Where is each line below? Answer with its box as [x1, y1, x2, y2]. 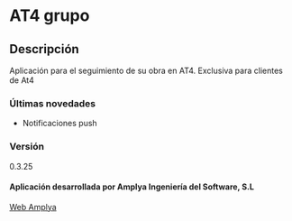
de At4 [9, 75, 34, 86]
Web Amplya [9, 201, 57, 212]
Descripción [9, 41, 79, 57]
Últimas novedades [9, 97, 96, 109]
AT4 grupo [9, 5, 90, 26]
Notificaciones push [22, 118, 97, 129]
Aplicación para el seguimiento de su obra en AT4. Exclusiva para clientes [9, 65, 284, 76]
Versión [9, 141, 45, 153]
